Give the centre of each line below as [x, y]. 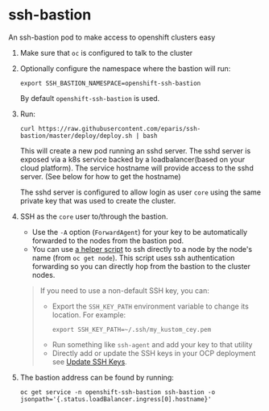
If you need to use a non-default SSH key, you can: [124, 290]
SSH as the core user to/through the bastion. [94, 216]
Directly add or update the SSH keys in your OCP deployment [154, 353]
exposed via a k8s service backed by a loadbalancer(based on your [132, 159]
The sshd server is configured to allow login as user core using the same [141, 192]
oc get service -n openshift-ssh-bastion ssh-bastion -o [118, 392]
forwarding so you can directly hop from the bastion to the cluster [141, 266]
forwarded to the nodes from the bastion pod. [108, 241]
